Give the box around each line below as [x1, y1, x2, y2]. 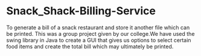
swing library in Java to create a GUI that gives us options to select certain [6, 36, 191, 43]
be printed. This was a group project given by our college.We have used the [6, 30, 195, 37]
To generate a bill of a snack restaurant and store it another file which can [6, 24, 190, 31]
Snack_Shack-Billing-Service [6, 4, 156, 18]
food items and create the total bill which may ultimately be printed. [6, 43, 174, 50]
